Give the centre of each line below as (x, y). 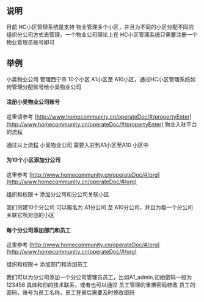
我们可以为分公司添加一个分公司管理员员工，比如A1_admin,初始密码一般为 (99, 278)
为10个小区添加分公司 (34, 160)
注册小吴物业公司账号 (33, 102)
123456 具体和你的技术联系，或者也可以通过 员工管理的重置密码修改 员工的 (101, 285)
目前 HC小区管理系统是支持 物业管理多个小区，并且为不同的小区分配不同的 (100, 27)
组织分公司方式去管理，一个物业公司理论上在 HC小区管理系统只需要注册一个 (102, 34)
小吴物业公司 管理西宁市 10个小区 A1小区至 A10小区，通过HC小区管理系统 (98, 79)
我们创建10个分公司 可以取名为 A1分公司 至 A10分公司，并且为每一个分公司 (100, 207)
